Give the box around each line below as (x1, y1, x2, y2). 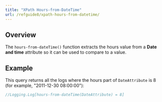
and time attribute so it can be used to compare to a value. (5, 49, 127, 55)
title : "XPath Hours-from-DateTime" (5, 7, 82, 13)
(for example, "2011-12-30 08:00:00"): (5, 82, 84, 88)
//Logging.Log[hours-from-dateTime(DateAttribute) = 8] (5, 92, 124, 97)
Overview (5, 31, 37, 39)
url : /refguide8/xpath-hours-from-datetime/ (5, 12, 100, 17)
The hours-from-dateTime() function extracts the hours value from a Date (5, 44, 157, 50)
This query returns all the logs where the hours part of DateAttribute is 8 (5, 77, 156, 83)
